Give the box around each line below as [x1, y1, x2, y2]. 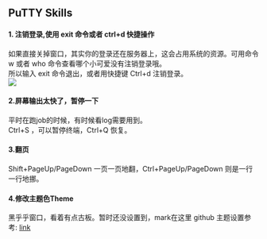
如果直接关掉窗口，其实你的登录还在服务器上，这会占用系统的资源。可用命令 [8, 48, 259, 58]
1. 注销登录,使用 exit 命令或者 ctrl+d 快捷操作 [8, 29, 155, 39]
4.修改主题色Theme [8, 194, 74, 203]
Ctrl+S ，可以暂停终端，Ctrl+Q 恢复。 [8, 125, 132, 134]
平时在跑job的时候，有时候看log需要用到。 [8, 115, 147, 125]
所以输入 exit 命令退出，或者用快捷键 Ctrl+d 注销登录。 [8, 68, 188, 78]
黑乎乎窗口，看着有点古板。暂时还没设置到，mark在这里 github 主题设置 [8, 213, 245, 222]
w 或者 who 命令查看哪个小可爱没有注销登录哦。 [8, 59, 167, 68]
